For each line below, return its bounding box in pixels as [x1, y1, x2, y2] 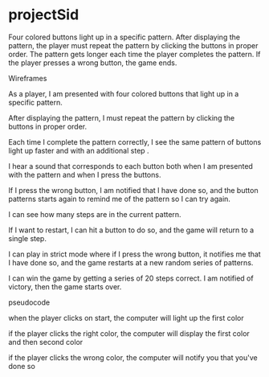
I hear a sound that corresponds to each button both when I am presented [8, 161, 253, 170]
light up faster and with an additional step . [8, 145, 150, 155]
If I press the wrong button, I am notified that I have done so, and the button [8, 185, 259, 195]
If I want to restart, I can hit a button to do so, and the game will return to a [8, 225, 255, 235]
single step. [8, 233, 47, 243]
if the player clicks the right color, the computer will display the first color [8, 328, 251, 338]
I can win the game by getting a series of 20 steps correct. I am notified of [8, 273, 255, 283]
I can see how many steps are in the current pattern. [8, 209, 182, 219]
